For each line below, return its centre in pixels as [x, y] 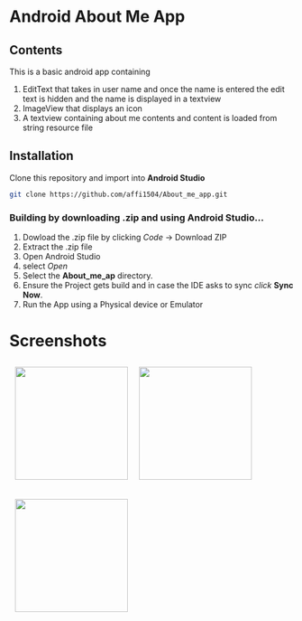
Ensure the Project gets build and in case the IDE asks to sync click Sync [158, 285]
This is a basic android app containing [80, 71]
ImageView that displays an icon [82, 108]
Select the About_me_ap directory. [87, 275]
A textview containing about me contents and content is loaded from [150, 118]
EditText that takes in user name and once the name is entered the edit [154, 89]
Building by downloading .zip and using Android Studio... [137, 217]
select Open [45, 266]
